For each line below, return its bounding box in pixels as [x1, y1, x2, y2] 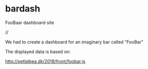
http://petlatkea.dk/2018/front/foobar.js [5, 58, 86, 64]
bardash [5, 3, 40, 14]
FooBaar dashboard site [5, 19, 54, 25]
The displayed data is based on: [5, 48, 71, 54]
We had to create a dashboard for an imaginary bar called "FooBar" [5, 38, 144, 45]
